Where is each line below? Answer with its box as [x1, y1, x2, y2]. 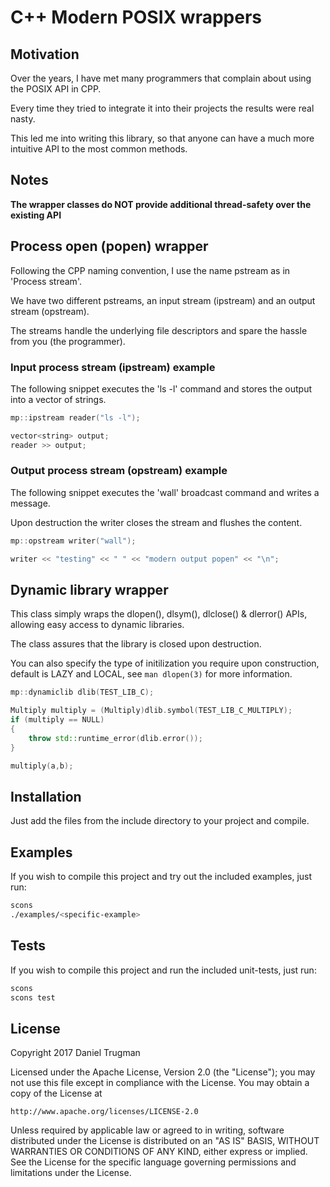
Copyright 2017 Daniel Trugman [10, 1047, 141, 1059]
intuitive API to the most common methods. [10, 143, 188, 155]
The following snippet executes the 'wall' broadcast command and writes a [10, 486, 320, 498]
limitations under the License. [10, 1167, 132, 1179]
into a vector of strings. [10, 393, 107, 405]
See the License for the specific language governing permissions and [10, 1156, 297, 1168]
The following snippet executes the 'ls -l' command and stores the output [10, 382, 313, 395]
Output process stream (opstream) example [10, 464, 228, 478]
